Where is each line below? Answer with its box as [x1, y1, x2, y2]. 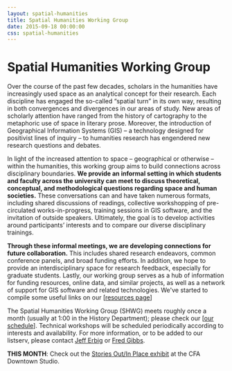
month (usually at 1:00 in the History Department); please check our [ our [7, 314, 214, 322]
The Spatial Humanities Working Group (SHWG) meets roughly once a [7, 307, 207, 316]
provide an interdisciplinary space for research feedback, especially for [7, 264, 211, 273]
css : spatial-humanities [7, 29, 79, 37]
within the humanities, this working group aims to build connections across [7, 162, 221, 171]
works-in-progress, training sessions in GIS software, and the [37, 206, 213, 215]
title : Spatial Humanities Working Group [7, 17, 129, 24]
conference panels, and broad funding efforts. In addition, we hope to [7, 257, 206, 265]
